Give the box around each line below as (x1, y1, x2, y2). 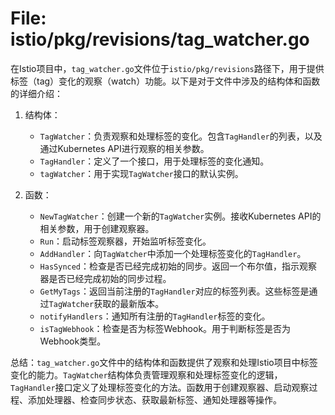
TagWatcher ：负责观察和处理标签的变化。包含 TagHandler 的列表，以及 (39, 130, 323, 142)
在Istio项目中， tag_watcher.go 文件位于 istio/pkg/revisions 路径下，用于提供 (10, 62, 325, 74)
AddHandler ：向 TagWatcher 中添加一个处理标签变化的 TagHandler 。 (39, 247, 307, 259)
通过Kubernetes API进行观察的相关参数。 (39, 142, 210, 154)
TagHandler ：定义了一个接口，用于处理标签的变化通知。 (39, 155, 270, 167)
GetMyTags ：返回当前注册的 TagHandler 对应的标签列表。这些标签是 (39, 285, 310, 297)
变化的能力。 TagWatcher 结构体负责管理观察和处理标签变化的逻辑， (10, 368, 283, 381)
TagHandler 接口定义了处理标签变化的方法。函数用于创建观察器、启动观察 (10, 381, 310, 393)
